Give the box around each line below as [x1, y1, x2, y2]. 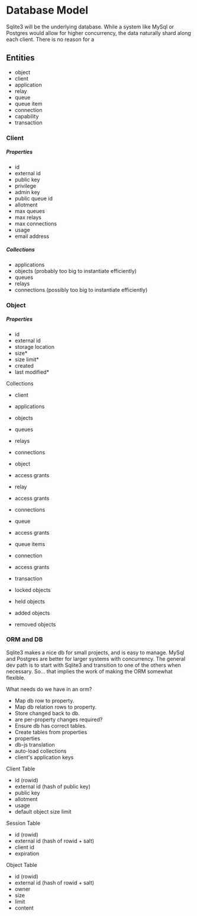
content [14, 904, 34, 911]
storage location [14, 343, 55, 350]
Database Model [6, 4, 89, 17]
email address [14, 232, 49, 240]
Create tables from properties [14, 728, 88, 735]
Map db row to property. [14, 697, 75, 704]
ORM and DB [6, 635, 43, 644]
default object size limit [14, 808, 72, 815]
